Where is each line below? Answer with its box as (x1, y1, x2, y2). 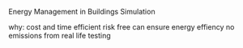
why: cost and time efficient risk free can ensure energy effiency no (8, 22, 235, 31)
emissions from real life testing (8, 31, 111, 40)
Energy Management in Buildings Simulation (8, 7, 156, 16)
